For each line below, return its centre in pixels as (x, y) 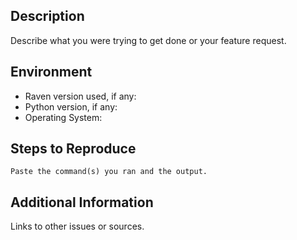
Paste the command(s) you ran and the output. (109, 172)
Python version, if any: (71, 106)
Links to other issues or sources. (77, 226)
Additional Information (82, 202)
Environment (51, 72)
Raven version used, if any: (80, 96)
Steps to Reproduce (73, 149)
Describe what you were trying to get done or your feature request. (148, 40)
